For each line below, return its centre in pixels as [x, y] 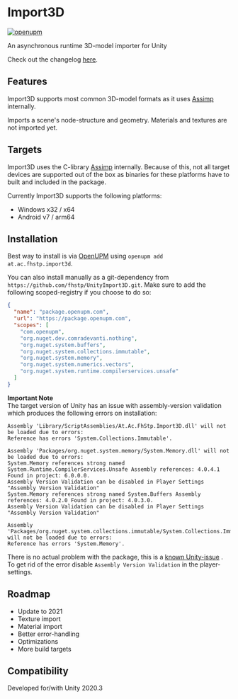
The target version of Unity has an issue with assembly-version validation [114, 405]
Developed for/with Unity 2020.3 [55, 688]
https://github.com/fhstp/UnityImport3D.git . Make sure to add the [107, 285]
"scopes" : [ [32, 325]
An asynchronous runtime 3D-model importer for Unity [87, 45]
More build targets [45, 649]
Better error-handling [49, 634]
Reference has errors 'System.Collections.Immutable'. [90, 438]
